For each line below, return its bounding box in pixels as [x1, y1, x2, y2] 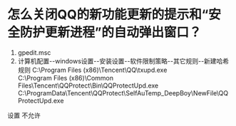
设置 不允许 [7, 111, 41, 120]
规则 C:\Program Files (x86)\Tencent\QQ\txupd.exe [17, 65, 168, 74]
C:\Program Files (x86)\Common [17, 73, 114, 82]
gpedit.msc [17, 48, 51, 57]
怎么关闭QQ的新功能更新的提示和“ [7, 6, 209, 23]
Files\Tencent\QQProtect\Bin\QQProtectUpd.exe [17, 81, 159, 90]
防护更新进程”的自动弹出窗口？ [20, 24, 202, 41]
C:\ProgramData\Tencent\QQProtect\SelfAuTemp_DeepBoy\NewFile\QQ [17, 88, 229, 97]
